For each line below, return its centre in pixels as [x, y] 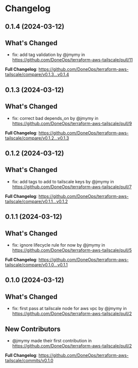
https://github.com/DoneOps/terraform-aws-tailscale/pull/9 [72, 123]
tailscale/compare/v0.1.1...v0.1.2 [37, 201]
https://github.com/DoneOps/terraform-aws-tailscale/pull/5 [72, 250]
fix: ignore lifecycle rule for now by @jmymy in [59, 245]
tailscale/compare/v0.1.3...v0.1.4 [37, 75]
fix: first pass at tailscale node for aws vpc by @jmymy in [69, 309]
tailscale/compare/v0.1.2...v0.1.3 [37, 138]
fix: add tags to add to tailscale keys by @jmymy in [63, 181]
